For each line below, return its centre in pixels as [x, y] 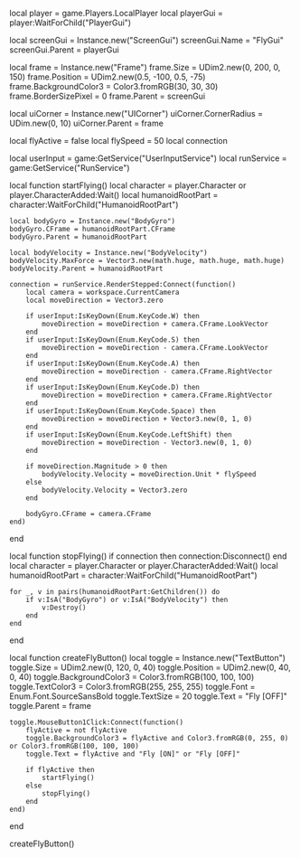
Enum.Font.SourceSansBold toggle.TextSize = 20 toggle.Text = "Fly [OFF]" [148, 696]
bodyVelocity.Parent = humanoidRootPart [87, 269]
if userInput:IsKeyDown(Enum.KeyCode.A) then [113, 363]
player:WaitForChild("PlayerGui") [70, 23]
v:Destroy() [65, 608]
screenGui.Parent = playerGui [64, 50]
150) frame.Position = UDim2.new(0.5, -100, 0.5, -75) [108, 77]
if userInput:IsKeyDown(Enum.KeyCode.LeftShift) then [129, 435]
